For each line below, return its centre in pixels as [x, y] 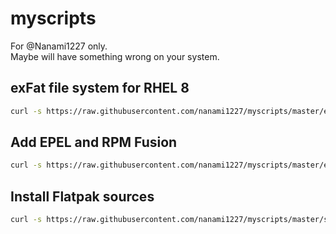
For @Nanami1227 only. [59, 46]
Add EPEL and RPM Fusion [94, 142]
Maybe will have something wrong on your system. [115, 56]
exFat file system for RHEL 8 [100, 88]
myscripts [53, 18]
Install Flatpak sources [82, 196]
